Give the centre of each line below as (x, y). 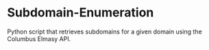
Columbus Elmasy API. (39, 38)
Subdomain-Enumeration (81, 13)
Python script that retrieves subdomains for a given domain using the (104, 32)
